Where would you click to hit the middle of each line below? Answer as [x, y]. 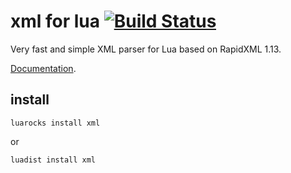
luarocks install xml [55, 123]
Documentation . [43, 68]
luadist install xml [53, 160]
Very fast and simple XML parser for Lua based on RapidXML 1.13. [146, 49]
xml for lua [55, 21]
